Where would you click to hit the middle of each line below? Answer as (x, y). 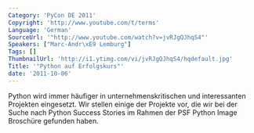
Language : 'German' (40, 30)
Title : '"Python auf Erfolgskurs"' (66, 66)
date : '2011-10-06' (40, 74)
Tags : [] (22, 52)
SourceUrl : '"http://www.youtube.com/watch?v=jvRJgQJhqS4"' (109, 37)
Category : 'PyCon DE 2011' (52, 15)
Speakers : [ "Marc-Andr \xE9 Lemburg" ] (70, 45)
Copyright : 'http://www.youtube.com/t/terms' (83, 23)
